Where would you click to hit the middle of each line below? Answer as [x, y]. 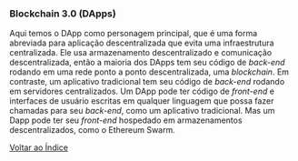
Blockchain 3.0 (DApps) [63, 14]
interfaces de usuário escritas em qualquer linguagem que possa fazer [142, 101]
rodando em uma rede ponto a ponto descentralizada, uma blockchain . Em [149, 72]
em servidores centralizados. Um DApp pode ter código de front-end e [142, 91]
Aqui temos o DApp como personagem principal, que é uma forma [134, 34]
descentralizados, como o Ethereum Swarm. [92, 130]
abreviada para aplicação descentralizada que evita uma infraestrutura [142, 43]
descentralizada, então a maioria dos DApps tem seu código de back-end [147, 63]
